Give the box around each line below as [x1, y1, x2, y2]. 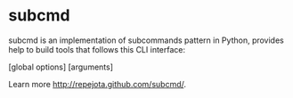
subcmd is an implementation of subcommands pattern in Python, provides [8, 35, 284, 45]
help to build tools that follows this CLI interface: [8, 44, 186, 54]
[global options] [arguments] [8, 61, 113, 72]
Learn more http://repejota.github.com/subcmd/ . [8, 78, 187, 89]
